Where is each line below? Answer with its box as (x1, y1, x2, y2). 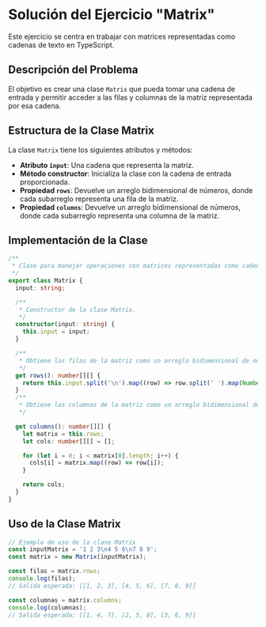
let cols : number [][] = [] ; (22, 437, 115, 445)
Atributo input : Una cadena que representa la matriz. (19, 160, 194, 169)
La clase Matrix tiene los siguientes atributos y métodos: (8, 145, 193, 154)
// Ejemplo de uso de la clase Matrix (8, 538, 136, 546)
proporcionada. (19, 177, 70, 187)
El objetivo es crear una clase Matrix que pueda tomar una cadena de (8, 84, 236, 93)
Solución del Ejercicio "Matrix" (8, 6, 215, 24)
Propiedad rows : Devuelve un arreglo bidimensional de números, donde (19, 185, 253, 195)
